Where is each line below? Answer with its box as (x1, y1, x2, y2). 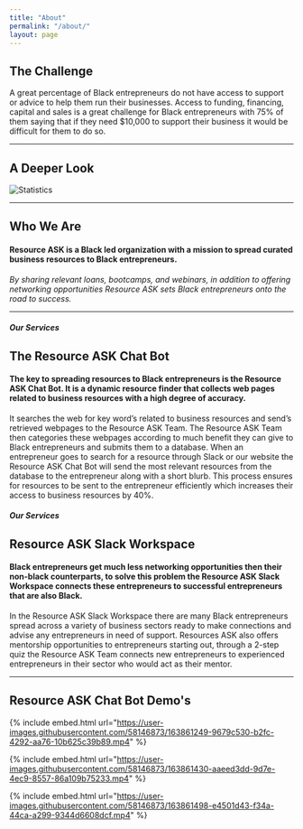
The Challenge (9, 63, 94, 79)
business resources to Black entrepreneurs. (9, 254, 178, 265)
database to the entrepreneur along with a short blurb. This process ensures (9, 470, 293, 481)
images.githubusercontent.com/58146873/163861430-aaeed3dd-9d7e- (9, 763, 276, 774)
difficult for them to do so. (9, 126, 106, 136)
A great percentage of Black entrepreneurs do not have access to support (9, 88, 284, 98)
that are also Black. (9, 591, 83, 601)
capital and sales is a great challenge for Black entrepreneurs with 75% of (9, 107, 284, 117)
